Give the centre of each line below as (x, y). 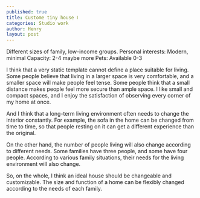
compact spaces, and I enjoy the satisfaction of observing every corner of (98, 96)
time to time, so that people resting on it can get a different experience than (100, 127)
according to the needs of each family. (54, 189)
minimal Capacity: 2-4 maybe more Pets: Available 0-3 (74, 58)
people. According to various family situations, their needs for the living (95, 157)
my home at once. (29, 102)
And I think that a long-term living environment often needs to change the (98, 114)
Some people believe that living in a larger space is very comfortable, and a (100, 76)
